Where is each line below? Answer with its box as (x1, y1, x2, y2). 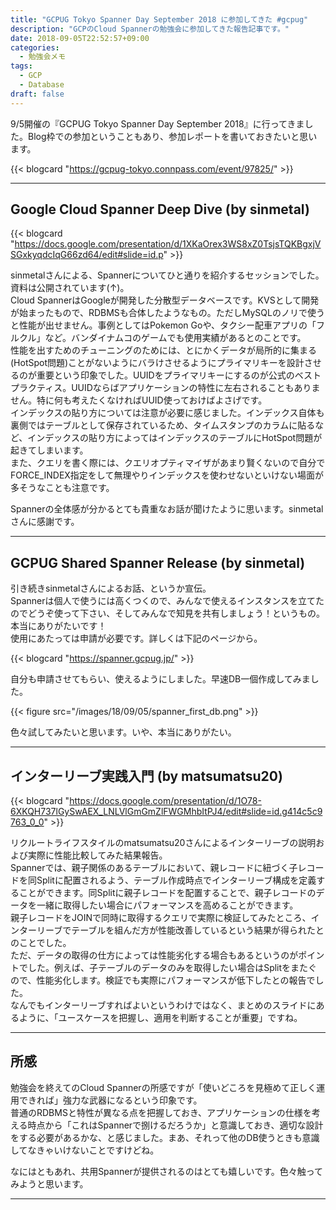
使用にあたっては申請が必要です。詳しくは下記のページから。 (10, 632, 263, 645)
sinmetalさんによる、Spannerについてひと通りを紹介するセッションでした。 (10, 269, 325, 281)
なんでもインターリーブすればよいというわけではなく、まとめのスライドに (10, 999, 317, 1011)
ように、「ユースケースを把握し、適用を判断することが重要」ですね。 (18, 1012, 303, 1024)
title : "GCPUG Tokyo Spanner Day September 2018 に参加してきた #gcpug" (10, 14, 309, 25)
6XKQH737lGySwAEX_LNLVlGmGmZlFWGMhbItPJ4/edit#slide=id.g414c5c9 (10, 806, 323, 818)
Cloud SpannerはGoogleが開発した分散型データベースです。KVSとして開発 (10, 294, 320, 306)
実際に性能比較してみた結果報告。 (27, 849, 168, 861)
